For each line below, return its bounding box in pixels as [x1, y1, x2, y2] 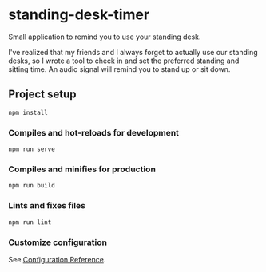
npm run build [8, 182, 56, 190]
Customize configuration [8, 237, 108, 248]
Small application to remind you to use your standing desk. [8, 32, 201, 41]
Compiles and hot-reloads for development [8, 127, 180, 138]
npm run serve [8, 145, 56, 153]
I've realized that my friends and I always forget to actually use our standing [8, 47, 258, 57]
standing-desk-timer [8, 6, 150, 24]
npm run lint [8, 218, 52, 227]
